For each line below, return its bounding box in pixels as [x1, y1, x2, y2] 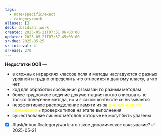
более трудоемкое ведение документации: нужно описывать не [12, 91, 147, 98]
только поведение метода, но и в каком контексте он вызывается [12, 97, 150, 102]
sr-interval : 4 [5, 43, 36, 48]
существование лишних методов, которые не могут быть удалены [12, 112, 151, 118]
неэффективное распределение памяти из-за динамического [12, 102, 142, 108]
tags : [5, 7, 16, 12]
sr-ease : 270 [5, 48, 32, 53]
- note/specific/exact [9, 12, 56, 17]
